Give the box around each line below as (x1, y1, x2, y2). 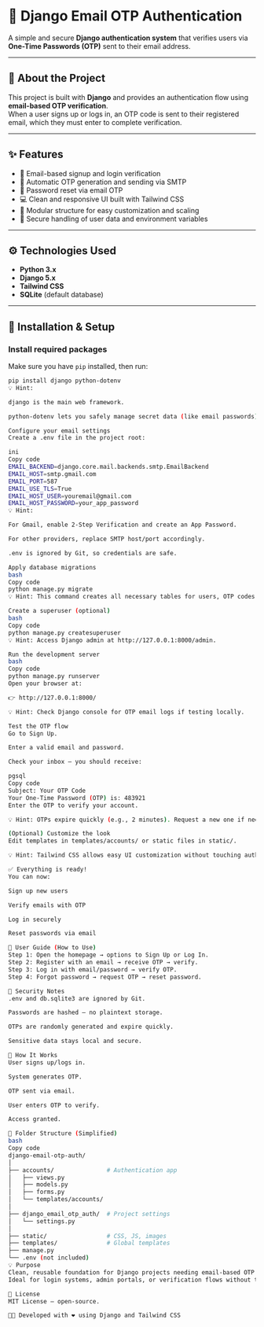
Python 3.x (19, 265, 57, 275)
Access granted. (8, 1115, 61, 1123)
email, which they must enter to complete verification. (8, 117, 182, 127)
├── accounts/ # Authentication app (8, 1166, 178, 1174)
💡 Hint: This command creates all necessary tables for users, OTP (8, 593, 234, 601)
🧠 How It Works (8, 1052, 58, 1060)
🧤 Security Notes (8, 987, 65, 995)
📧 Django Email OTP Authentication (8, 7, 243, 25)
